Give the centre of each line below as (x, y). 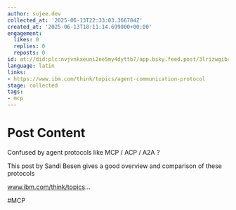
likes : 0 (26, 40)
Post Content (46, 133)
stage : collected (33, 85)
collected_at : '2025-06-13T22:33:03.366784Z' (75, 20)
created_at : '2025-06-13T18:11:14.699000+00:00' (80, 27)
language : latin (31, 66)
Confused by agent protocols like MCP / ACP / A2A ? (84, 152)
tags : (15, 92)
